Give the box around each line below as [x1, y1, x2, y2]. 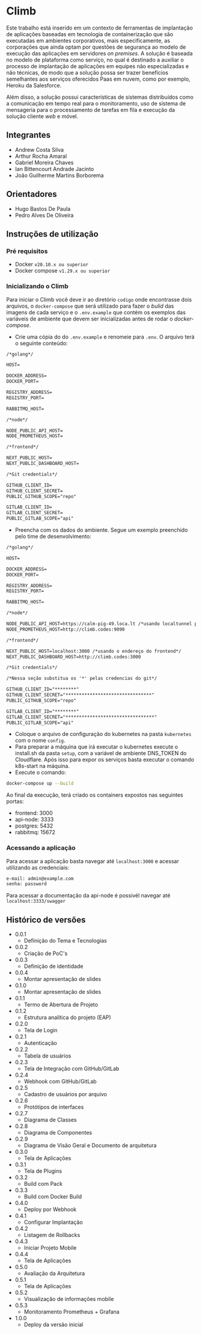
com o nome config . [14, 737, 66, 744]
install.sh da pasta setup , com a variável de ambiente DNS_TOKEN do [14, 750, 187, 757]
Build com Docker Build [23, 1193, 82, 1200]
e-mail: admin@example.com [6, 875, 74, 882]
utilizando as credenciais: [6, 864, 70, 871]
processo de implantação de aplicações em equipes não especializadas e [6, 62, 189, 70]
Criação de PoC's [23, 950, 68, 957]
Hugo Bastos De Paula [14, 205, 71, 212]
